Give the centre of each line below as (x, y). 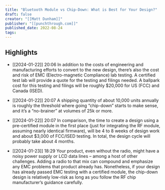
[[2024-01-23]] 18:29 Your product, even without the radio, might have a (85, 151)
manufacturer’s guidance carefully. (48, 182)
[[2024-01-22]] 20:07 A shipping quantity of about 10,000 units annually (85, 100)
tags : (11, 33)
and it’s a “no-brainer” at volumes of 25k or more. (63, 111)
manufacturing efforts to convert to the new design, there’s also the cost (85, 70)
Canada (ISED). (28, 91)
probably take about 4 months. (44, 141)
